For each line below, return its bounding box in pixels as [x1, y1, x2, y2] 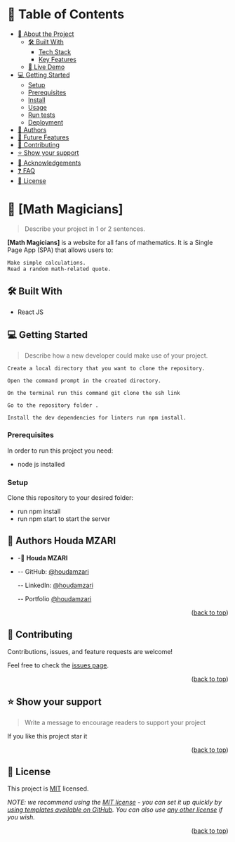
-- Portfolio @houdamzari [17, 594, 92, 603]
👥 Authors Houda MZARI [7, 535, 116, 547]
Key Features [38, 55, 77, 63]
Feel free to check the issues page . [7, 661, 109, 670]
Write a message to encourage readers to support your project [24, 718, 206, 727]
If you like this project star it [7, 731, 88, 740]
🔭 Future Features [17, 133, 69, 142]
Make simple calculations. [7, 259, 86, 266]
